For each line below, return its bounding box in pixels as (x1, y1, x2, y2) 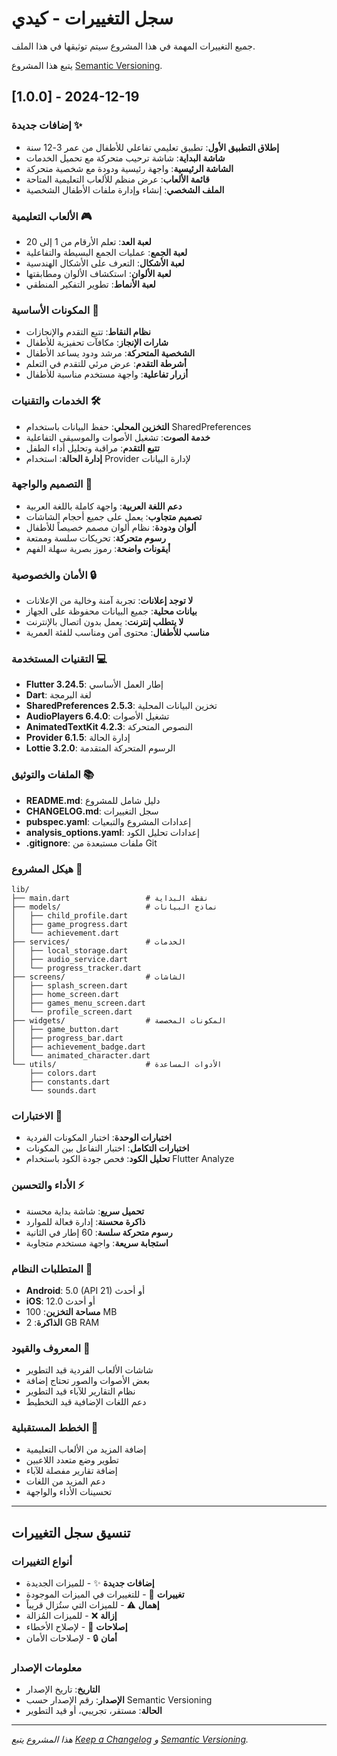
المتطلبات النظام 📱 (11, 1262, 93, 1276)
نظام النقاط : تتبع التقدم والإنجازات (25, 326, 151, 338)
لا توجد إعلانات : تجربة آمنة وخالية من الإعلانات (25, 595, 194, 607)
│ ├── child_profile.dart (11, 911, 129, 921)
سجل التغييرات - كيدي (11, 7, 174, 30)
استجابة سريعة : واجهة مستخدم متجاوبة (25, 1237, 169, 1249)
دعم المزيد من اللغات (25, 1475, 106, 1487)
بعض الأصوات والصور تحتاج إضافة (25, 1375, 151, 1387)
